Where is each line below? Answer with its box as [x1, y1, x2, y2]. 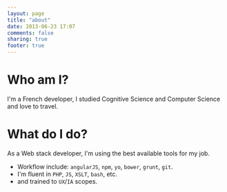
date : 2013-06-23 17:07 [7, 23, 76, 30]
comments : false [7, 29, 54, 37]
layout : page [7, 10, 45, 17]
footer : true [7, 42, 45, 49]
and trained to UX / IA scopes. [17, 177, 98, 185]
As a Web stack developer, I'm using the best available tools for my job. [7, 149, 210, 157]
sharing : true [7, 36, 48, 43]
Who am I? [7, 72, 69, 88]
